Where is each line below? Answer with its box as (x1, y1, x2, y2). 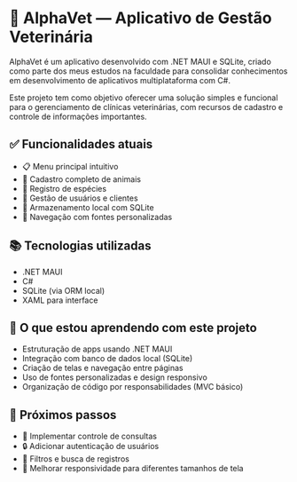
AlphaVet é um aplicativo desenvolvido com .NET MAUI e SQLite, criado (9, 56, 272, 67)
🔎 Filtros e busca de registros (21, 454, 130, 464)
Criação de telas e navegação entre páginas (21, 363, 184, 374)
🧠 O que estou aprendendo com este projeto (9, 320, 257, 336)
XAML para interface (21, 295, 98, 305)
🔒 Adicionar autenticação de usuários (21, 441, 160, 452)
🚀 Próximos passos (9, 407, 117, 423)
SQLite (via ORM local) (21, 285, 106, 296)
